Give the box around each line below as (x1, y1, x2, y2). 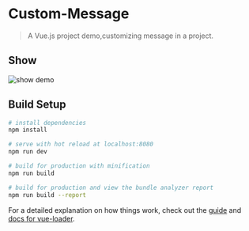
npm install (8, 126, 47, 134)
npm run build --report (8, 191, 87, 199)
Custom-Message (8, 5, 130, 23)
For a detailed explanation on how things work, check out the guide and (8, 205, 242, 214)
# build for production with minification (8, 162, 150, 170)
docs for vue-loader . (8, 214, 75, 223)
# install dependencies (8, 119, 87, 127)
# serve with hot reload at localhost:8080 (8, 140, 154, 149)
